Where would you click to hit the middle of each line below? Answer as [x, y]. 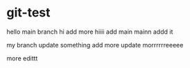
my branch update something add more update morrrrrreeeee [95, 45]
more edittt [22, 58]
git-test [28, 13]
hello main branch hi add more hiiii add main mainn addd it [90, 32]
